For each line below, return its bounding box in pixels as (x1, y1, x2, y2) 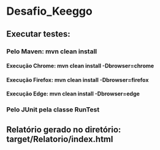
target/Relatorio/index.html (6, 133, 113, 144)
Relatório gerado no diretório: (6, 124, 121, 135)
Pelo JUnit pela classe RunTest (6, 105, 100, 114)
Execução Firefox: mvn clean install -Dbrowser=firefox (6, 76, 149, 83)
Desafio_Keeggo (6, 4, 93, 18)
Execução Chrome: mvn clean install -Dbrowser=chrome (6, 62, 154, 70)
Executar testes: (6, 29, 70, 39)
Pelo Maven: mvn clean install (6, 47, 97, 56)
